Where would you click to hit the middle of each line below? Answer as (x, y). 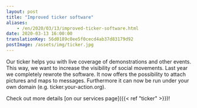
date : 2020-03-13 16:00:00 (39, 34)
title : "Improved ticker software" (50, 17)
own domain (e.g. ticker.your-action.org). (56, 87)
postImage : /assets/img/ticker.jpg (50, 45)
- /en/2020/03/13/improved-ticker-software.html (78, 28)
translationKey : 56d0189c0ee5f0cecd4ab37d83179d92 (70, 39)
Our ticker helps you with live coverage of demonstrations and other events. (98, 61)
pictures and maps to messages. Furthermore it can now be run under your (98, 80)
